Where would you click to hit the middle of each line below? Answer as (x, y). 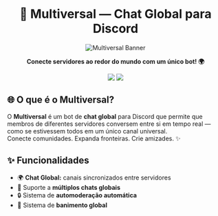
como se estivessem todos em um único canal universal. (87, 131)
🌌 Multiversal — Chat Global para (116, 14)
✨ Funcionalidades (48, 161)
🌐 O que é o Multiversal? (61, 100)
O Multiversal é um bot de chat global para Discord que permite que (105, 116)
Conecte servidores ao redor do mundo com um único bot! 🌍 (116, 61)
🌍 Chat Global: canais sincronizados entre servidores (94, 177)
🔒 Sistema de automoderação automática (77, 195)
